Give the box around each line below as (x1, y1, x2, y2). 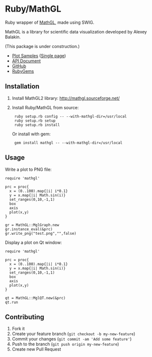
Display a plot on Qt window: (5, 239, 62, 245)
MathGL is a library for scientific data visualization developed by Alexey (5, 29, 147, 34)
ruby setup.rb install (14, 122, 60, 127)
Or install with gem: (12, 131, 51, 137)
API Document (12, 58, 41, 64)
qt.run (5, 300, 18, 305)
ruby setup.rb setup (14, 118, 55, 123)
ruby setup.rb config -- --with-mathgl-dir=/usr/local (14, 114, 127, 119)
